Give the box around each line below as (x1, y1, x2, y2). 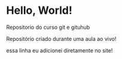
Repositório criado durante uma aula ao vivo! (6, 35, 117, 42)
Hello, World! (6, 4, 73, 17)
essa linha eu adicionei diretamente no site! (6, 46, 113, 54)
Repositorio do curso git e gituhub (6, 23, 90, 31)
